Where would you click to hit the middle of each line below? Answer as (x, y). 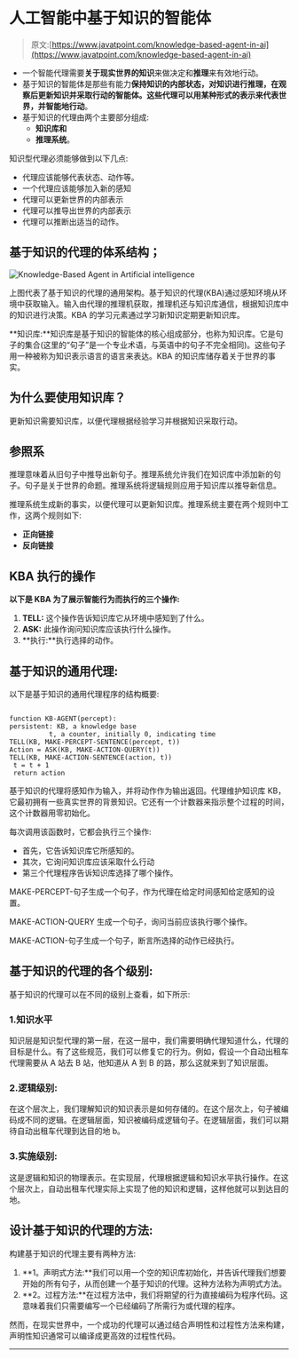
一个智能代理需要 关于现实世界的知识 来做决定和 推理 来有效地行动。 (142, 73)
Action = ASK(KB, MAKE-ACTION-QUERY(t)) (85, 750)
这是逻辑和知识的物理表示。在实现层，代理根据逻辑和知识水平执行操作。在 (145, 1177)
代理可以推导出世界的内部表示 (76, 211)
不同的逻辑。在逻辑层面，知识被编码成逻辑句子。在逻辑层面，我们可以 (153, 1120)
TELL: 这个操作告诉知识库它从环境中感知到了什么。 (116, 618)
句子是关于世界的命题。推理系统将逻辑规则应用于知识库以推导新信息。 (153, 486)
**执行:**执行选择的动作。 (70, 640)
